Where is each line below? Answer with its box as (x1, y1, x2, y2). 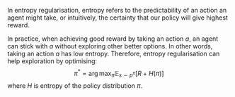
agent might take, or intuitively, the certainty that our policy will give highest (7, 13, 229, 22)
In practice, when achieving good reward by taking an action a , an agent (7, 34, 219, 43)
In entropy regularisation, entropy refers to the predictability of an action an (7, 6, 227, 14)
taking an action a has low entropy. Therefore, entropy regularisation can (7, 49, 220, 58)
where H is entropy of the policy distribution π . (7, 82, 143, 90)
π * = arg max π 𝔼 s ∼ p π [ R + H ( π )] (74, 68, 164, 79)
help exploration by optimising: (7, 57, 98, 65)
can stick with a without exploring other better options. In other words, (7, 42, 213, 50)
